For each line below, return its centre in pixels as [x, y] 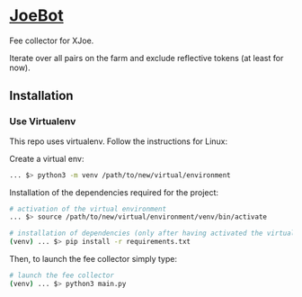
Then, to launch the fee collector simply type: [93, 259]
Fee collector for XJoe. [52, 40]
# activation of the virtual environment [88, 209]
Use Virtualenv [43, 121]
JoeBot [37, 16]
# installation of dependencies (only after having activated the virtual [152, 234]
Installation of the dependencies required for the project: [114, 192]
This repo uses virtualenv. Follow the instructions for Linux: [119, 141]
